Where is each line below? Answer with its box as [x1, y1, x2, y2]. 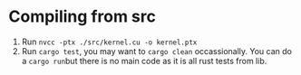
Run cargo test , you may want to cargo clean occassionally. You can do [21, 45, 292, 56]
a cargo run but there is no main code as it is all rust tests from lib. [21, 55, 267, 66]
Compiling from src [8, 6, 156, 27]
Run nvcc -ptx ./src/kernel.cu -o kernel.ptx [21, 36, 198, 47]
